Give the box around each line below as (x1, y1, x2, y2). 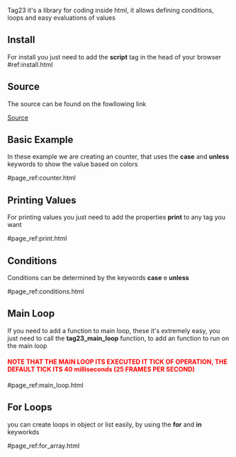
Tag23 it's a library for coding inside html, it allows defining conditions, (7, 6, 214, 14)
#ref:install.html (7, 60, 53, 69)
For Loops (7, 401, 52, 413)
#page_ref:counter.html (7, 173, 76, 183)
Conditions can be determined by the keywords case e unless (7, 274, 189, 282)
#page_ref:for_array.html (7, 441, 80, 450)
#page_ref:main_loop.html (7, 381, 84, 390)
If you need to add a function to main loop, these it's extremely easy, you (7, 326, 220, 335)
